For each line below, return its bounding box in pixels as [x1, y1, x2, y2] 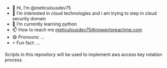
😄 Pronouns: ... [12, 34, 45, 40]
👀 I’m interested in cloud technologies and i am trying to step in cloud [12, 10, 157, 16]
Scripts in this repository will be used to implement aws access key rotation [5, 51, 162, 57]
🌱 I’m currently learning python [12, 21, 77, 27]
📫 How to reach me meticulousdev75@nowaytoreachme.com [12, 27, 143, 32]
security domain [12, 16, 46, 21]
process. [5, 57, 23, 63]
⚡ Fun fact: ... [12, 40, 40, 46]
